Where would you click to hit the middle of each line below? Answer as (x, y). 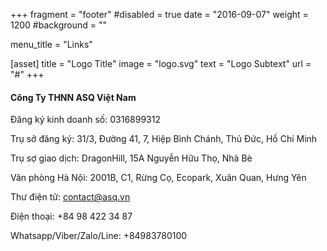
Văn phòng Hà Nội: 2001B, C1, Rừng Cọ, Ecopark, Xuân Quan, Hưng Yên (158, 178)
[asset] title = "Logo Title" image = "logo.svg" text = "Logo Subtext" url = (161, 63)
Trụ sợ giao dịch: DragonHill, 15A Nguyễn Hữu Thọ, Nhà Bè (131, 158)
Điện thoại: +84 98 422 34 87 (71, 216)
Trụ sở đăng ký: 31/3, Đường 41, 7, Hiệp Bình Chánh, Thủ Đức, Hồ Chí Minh (164, 139)
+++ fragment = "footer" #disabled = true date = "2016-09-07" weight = (159, 14)
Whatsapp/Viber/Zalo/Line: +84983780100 (99, 236)
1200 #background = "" (58, 25)
